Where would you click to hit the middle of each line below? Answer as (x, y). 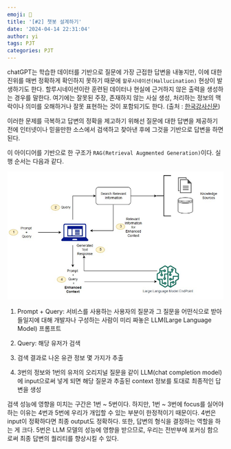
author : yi (23, 36)
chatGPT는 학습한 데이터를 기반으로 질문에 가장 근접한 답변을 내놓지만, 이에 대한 (114, 72)
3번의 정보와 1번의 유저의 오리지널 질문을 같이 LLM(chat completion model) (119, 372)
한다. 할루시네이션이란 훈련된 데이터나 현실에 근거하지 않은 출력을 (118, 89)
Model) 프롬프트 (39, 328)
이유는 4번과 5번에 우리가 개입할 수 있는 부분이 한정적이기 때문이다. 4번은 (118, 413)
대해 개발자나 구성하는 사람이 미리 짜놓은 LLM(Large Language (126, 320)
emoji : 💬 (20, 14)
